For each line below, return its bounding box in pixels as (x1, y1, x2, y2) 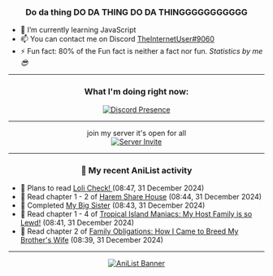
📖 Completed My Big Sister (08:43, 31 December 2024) (19, 200, 206, 210)
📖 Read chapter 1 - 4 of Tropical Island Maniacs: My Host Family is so (19, 208, 253, 218)
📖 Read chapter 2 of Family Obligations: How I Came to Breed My (19, 226, 239, 236)
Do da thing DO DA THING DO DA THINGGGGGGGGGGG (25, 7, 248, 18)
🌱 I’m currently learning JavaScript (19, 25, 136, 35)
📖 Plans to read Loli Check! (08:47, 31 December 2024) (19, 182, 205, 193)
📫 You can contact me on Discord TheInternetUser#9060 (19, 34, 215, 44)
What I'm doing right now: (84, 86, 189, 98)
